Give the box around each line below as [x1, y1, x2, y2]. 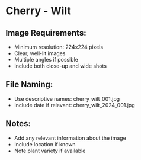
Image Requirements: [5, 28, 86, 38]
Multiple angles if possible [14, 56, 78, 63]
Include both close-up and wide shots [14, 62, 107, 69]
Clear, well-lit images [14, 50, 66, 57]
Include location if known [14, 140, 76, 148]
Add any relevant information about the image [14, 135, 127, 142]
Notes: [5, 119, 31, 129]
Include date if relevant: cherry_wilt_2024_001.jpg [14, 101, 136, 108]
